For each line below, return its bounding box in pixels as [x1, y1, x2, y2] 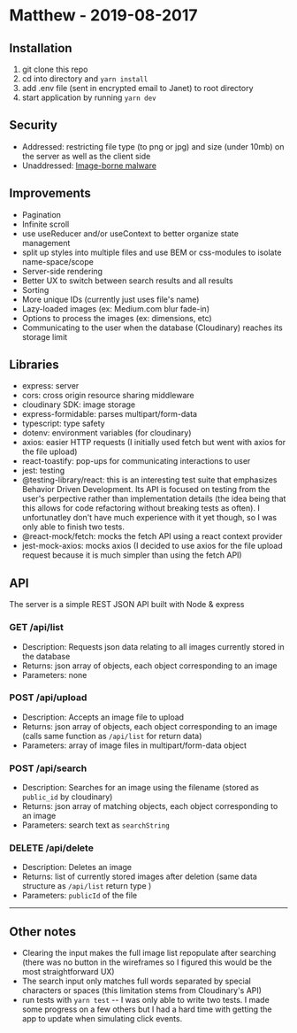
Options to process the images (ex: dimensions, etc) [21, 312, 212, 323]
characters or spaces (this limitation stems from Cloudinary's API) [21, 985, 263, 996]
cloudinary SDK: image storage [21, 399, 136, 410]
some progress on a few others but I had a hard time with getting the [21, 1004, 272, 1014]
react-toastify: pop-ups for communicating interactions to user [21, 456, 251, 466]
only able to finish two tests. [21, 521, 126, 532]
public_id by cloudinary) [21, 791, 113, 802]
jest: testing [21, 466, 65, 476]
